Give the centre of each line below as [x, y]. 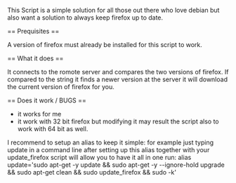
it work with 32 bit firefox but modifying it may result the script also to [118, 121]
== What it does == [35, 58]
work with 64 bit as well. [53, 129]
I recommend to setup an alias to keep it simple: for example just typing [111, 142]
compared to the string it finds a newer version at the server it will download [118, 79]
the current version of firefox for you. [61, 87]
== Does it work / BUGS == [47, 100]
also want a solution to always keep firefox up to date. [85, 18]
